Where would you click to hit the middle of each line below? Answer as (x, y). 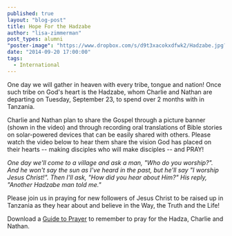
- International (37, 65)
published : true (30, 13)
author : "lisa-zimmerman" (44, 33)
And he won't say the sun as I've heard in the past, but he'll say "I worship (113, 170)
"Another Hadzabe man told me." (54, 184)
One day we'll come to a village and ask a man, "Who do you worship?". (110, 162)
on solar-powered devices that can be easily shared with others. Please (109, 135)
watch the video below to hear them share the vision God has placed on (109, 141)
